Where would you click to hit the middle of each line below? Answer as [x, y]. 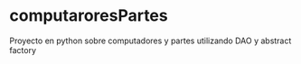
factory [23, 50]
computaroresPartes [89, 16]
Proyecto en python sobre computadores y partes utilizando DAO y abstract [150, 41]
